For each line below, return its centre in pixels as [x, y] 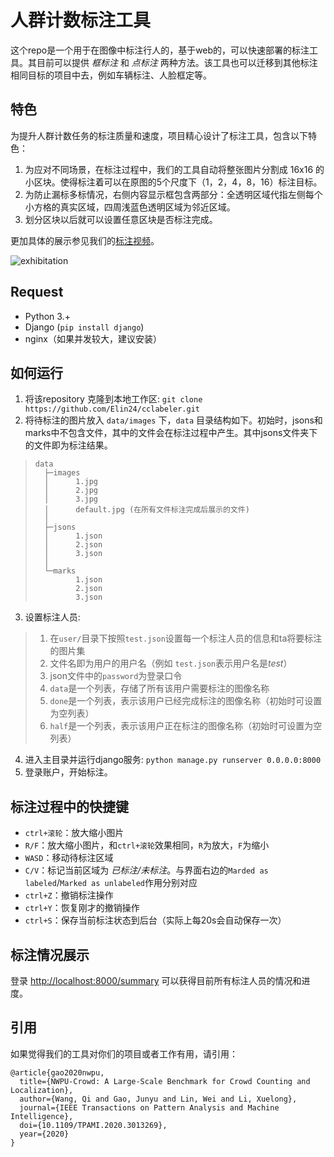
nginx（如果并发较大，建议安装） [93, 338]
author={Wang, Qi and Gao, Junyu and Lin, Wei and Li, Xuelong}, [158, 1099]
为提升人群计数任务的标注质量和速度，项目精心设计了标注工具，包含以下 [159, 135]
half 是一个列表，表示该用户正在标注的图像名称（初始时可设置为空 [186, 726]
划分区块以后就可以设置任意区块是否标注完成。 [121, 219]
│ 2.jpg [71, 491]
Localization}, [42, 1090]
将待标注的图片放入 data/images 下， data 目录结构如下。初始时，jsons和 [173, 420]
